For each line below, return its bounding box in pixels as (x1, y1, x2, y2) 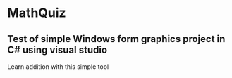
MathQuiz (7, 5, 66, 21)
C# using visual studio (7, 44, 108, 56)
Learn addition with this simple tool (7, 63, 109, 71)
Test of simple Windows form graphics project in (7, 33, 226, 45)
